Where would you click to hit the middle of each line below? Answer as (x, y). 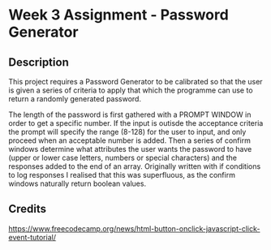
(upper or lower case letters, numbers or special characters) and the (123, 157)
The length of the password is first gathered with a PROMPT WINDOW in (130, 114)
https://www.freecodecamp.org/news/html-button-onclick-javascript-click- (134, 228)
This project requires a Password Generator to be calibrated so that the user (135, 82)
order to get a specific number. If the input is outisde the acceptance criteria (136, 123)
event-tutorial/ (32, 237)
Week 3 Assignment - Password (118, 15)
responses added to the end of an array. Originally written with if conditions (135, 166)
